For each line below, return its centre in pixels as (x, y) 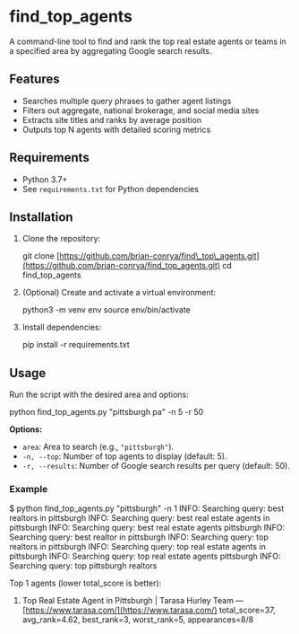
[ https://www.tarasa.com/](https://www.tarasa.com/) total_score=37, (149, 610)
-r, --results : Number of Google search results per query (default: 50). (156, 466)
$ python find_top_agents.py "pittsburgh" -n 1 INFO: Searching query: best (147, 508)
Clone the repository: (61, 239)
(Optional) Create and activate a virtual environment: (119, 293)
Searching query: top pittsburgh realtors (83, 566)
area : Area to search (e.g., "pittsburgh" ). (98, 447)
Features (34, 79)
